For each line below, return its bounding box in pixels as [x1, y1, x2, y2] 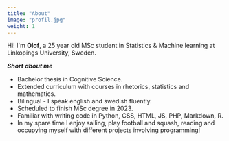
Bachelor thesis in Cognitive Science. [17, 75, 123, 84]
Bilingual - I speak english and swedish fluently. [17, 97, 153, 105]
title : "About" [7, 10, 51, 17]
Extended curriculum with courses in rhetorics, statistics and [17, 83, 190, 91]
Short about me [7, 62, 53, 70]
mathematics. [17, 90, 56, 98]
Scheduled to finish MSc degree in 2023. [17, 104, 133, 113]
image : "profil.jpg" [7, 16, 67, 23]
